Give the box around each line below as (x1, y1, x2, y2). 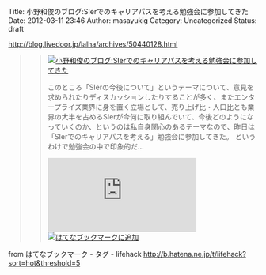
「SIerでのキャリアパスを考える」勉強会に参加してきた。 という (47, 132, 256, 141)
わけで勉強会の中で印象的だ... (47, 141, 144, 151)
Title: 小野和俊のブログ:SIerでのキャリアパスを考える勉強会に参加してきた (8, 7, 249, 16)
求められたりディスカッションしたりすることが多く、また (47, 92, 235, 101)
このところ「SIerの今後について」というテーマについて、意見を (47, 82, 255, 92)
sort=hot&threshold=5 (8, 258, 81, 267)
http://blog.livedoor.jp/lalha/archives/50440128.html (8, 40, 178, 49)
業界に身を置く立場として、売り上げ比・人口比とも (82, 102, 248, 111)
